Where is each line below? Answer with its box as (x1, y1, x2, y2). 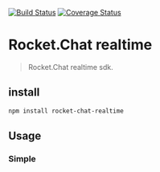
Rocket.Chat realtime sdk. (27, 62, 114, 72)
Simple (8, 153, 36, 164)
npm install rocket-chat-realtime (8, 107, 125, 115)
